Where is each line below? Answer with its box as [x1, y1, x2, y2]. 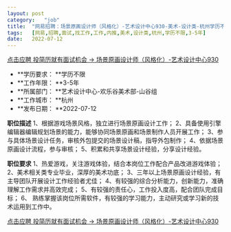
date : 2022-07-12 [7, 36, 63, 43]
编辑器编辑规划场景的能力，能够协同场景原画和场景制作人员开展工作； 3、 [7, 128, 218, 136]
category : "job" [7, 17, 60, 23]
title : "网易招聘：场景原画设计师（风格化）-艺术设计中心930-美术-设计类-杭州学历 [7, 23, 221, 30]
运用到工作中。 [12, 202, 56, 211]
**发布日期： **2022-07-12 [16, 105, 97, 113]
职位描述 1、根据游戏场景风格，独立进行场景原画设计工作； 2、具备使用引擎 [7, 119, 222, 127]
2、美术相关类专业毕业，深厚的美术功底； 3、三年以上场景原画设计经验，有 [7, 168, 221, 176]
